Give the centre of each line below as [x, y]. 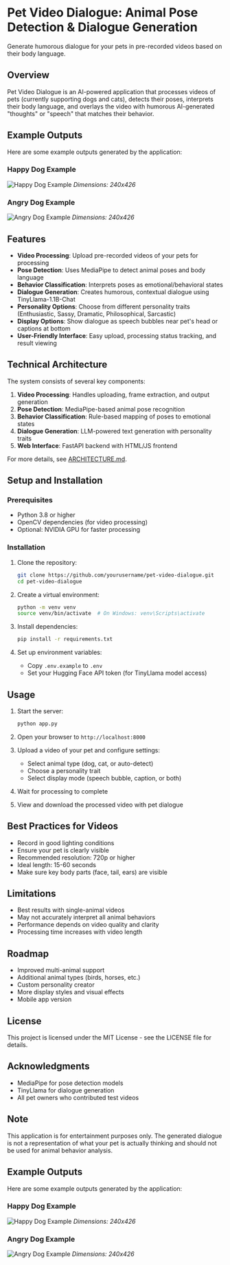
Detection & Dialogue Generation [102, 27]
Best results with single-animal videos [71, 910]
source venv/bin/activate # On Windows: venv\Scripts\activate [111, 614]
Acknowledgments [49, 1066]
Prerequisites [30, 500]
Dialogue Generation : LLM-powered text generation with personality [114, 431]
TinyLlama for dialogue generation [66, 1090]
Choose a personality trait [64, 770]
